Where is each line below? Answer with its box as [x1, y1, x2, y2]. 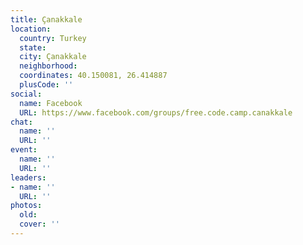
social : [10, 89, 43, 99]
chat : [10, 117, 33, 127]
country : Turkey [19, 33, 87, 43]
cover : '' [19, 219, 60, 230]
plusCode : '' [19, 80, 74, 90]
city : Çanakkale [19, 52, 87, 62]
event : [10, 145, 38, 155]
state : [19, 42, 47, 53]
